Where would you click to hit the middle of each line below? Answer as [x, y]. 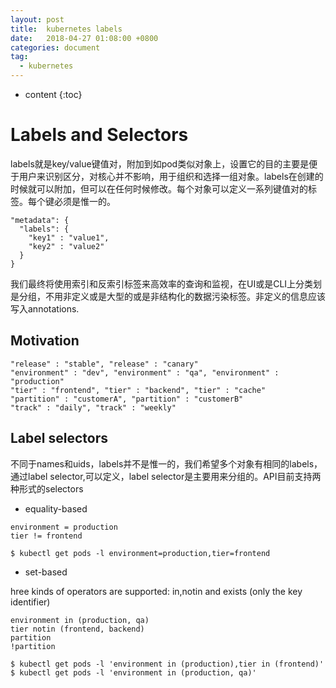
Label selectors [59, 438]
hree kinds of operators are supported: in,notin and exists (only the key [156, 591]
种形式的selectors [47, 488]
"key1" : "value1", [69, 237]
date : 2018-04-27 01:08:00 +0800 [84, 38]
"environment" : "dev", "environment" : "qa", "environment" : [145, 372]
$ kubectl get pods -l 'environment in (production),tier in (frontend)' [167, 664]
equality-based [56, 508]
